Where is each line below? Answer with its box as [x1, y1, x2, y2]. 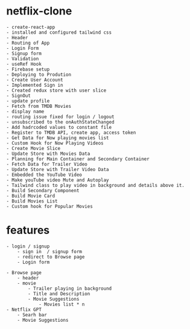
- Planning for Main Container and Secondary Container [6, 155, 150, 162]
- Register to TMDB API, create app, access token [6, 130, 136, 136]
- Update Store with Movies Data [6, 151, 90, 157]
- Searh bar [17, 312, 47, 318]
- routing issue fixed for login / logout [6, 113, 115, 120]
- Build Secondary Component [6, 187, 80, 193]
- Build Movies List [6, 198, 59, 204]
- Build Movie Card [6, 193, 55, 199]
